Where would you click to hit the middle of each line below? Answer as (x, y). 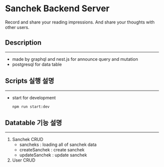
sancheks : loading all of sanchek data (58, 144)
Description (23, 43)
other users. (17, 27)
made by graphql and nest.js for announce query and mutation (75, 59)
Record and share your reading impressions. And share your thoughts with (80, 22)
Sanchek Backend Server (57, 9)
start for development (34, 97)
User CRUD (24, 160)
